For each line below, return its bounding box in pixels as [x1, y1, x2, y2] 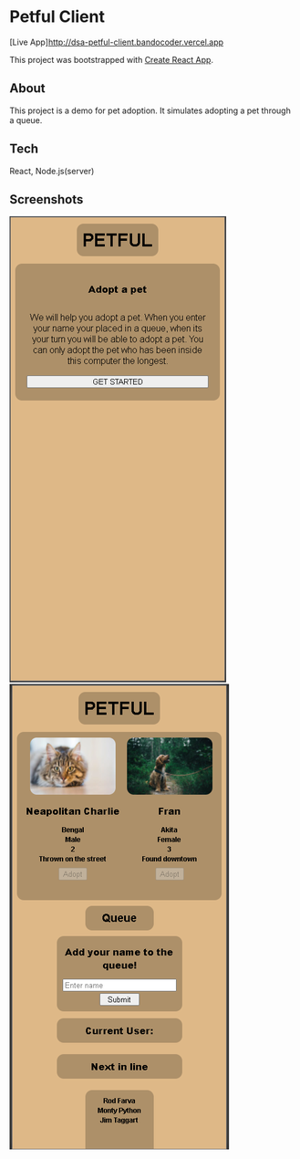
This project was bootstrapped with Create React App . [9, 54, 214, 65]
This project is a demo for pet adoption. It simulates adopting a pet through [9, 105, 292, 116]
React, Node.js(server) [9, 165, 95, 176]
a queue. [9, 114, 43, 125]
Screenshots [9, 192, 84, 207]
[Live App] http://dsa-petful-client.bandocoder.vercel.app [9, 37, 224, 47]
